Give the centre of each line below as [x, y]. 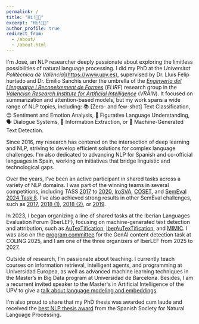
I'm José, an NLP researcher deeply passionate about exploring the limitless [99, 62]
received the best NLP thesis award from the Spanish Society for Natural [95, 308]
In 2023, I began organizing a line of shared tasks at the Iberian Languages [98, 216]
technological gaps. [30, 167]
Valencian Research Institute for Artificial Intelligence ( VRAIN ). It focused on [100, 94]
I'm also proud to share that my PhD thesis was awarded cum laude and [94, 302]
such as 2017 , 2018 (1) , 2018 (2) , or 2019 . [56, 204]
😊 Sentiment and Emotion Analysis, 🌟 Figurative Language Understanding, [98, 115]
